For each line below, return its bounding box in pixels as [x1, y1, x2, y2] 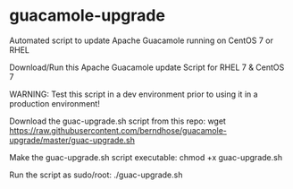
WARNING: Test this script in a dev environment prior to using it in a [9, 89, 258, 99]
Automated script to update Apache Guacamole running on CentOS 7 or [9, 35, 274, 46]
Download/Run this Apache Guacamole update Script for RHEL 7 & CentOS [9, 62, 285, 73]
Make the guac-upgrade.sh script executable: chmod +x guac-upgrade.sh [9, 151, 283, 162]
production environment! [9, 98, 100, 108]
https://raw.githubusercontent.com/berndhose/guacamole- [9, 125, 228, 135]
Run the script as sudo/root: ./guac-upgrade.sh [9, 169, 183, 180]
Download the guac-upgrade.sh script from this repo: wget [9, 116, 226, 126]
